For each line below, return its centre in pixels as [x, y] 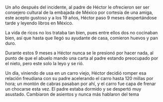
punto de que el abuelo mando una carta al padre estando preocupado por [82, 58]
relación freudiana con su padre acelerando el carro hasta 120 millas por [79, 78]
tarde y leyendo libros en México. [39, 23]
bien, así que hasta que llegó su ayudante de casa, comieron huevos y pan [81, 38]
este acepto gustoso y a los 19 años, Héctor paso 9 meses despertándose [81, 18]
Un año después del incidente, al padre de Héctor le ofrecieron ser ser [78, 7]
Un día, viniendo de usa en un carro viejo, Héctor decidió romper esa [76, 73]
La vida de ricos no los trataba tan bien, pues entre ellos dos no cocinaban [81, 33]
